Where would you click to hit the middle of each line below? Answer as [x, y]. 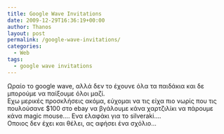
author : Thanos [29, 27]
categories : [25, 46]
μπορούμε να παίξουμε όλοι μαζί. [56, 93]
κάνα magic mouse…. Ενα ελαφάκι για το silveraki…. [84, 116]
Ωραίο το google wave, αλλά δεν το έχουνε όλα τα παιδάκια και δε [106, 86]
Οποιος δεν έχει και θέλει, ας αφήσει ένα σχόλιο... [82, 123]
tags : [15, 60]
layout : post [26, 33]
